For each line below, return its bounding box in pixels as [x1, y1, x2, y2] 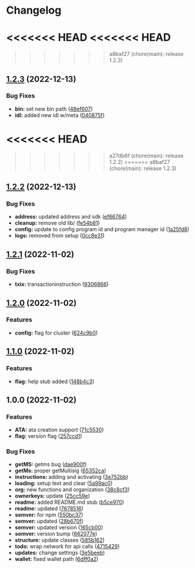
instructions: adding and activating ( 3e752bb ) [14, 474, 129, 481]
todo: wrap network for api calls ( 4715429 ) [14, 543, 120, 550]
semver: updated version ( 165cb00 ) [14, 524, 104, 531]
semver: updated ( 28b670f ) [14, 517, 84, 525]
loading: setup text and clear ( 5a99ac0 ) [14, 479, 113, 487]
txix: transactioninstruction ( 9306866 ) [14, 280, 109, 288]
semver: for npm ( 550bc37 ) [14, 512, 84, 519]
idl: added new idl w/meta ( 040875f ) [14, 111, 105, 119]
